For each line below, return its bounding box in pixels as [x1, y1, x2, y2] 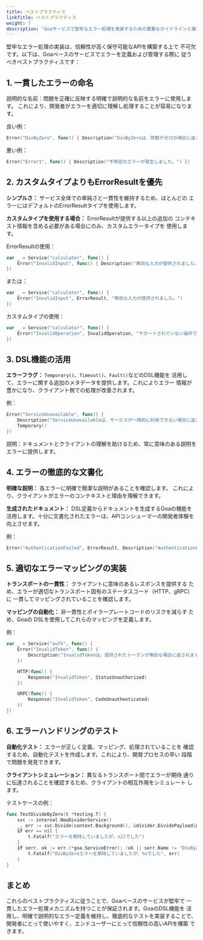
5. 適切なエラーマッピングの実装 [6, 563, 127, 573]
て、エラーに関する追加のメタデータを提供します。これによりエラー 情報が [6, 379, 192, 386]
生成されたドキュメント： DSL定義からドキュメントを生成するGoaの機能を [6, 505, 192, 512]
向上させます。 [6, 520, 43, 527]
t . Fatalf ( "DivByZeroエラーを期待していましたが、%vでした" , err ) [28, 850, 180, 856]
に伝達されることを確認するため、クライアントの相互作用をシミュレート [6, 778, 186, 786]
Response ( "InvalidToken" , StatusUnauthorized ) [28, 674, 147, 680]
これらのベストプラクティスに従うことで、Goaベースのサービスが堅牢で [6, 897, 185, 905]
